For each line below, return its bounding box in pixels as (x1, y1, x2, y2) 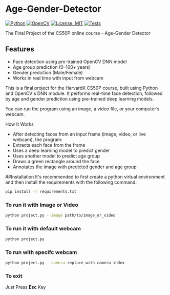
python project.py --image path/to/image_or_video (5, 212, 116, 218)
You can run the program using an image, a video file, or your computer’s (5, 106, 160, 112)
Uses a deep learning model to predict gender (12, 147, 110, 153)
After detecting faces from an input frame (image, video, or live (12, 131, 146, 137)
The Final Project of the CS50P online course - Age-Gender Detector (5, 30, 151, 36)
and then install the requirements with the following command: (5, 179, 137, 185)
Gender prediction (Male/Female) (12, 69, 83, 75)
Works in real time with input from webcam (12, 75, 103, 81)
